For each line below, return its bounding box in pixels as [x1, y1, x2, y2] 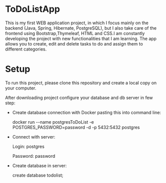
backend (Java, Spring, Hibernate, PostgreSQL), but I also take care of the [5, 25, 157, 31]
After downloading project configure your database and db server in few [5, 94, 153, 100]
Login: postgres [12, 143, 45, 149]
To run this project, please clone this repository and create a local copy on [5, 80, 157, 86]
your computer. [5, 85, 37, 91]
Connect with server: [12, 134, 55, 139]
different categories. [5, 46, 47, 52]
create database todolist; [12, 172, 63, 178]
